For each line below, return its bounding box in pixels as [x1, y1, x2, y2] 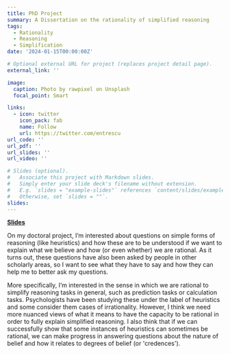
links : [7, 104, 26, 112]
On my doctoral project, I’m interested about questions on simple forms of [7, 231, 216, 240]
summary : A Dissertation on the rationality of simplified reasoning [7, 16, 210, 23]
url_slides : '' [7, 149, 51, 156]
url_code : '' [7, 136, 44, 143]
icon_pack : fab [19, 117, 63, 124]
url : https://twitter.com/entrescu [19, 129, 121, 137]
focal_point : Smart [13, 92, 69, 99]
